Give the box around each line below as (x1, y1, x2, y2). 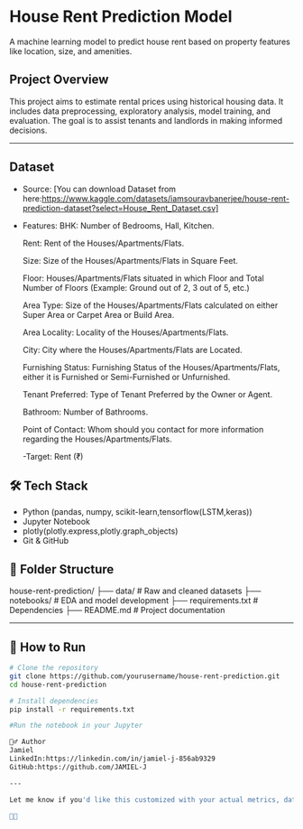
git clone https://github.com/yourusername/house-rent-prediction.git (9, 671, 280, 681)
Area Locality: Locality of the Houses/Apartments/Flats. (22, 327, 229, 338)
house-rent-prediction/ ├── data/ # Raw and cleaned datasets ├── (9, 585, 262, 597)
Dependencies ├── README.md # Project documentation (9, 605, 225, 616)
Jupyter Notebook (22, 517, 90, 527)
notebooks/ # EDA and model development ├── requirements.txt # (9, 595, 259, 606)
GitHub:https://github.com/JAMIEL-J (9, 762, 147, 771)
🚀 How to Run (9, 639, 87, 655)
